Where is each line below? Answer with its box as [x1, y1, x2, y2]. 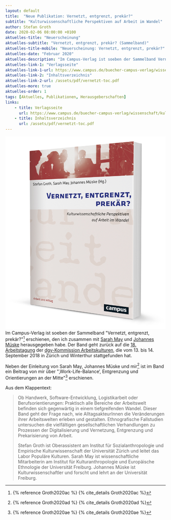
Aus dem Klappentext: [5, 385, 52, 390]
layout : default [5, 8, 40, 13]
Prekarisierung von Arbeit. [17, 433, 73, 438]
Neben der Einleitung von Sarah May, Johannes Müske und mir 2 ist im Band [5, 362, 164, 369]
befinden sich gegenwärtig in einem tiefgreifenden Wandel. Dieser [17, 406, 157, 411]
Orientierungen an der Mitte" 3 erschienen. [5, 374, 94, 381]
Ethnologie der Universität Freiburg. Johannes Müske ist [17, 464, 136, 470]
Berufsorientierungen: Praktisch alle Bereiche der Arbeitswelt [17, 400, 147, 406]
